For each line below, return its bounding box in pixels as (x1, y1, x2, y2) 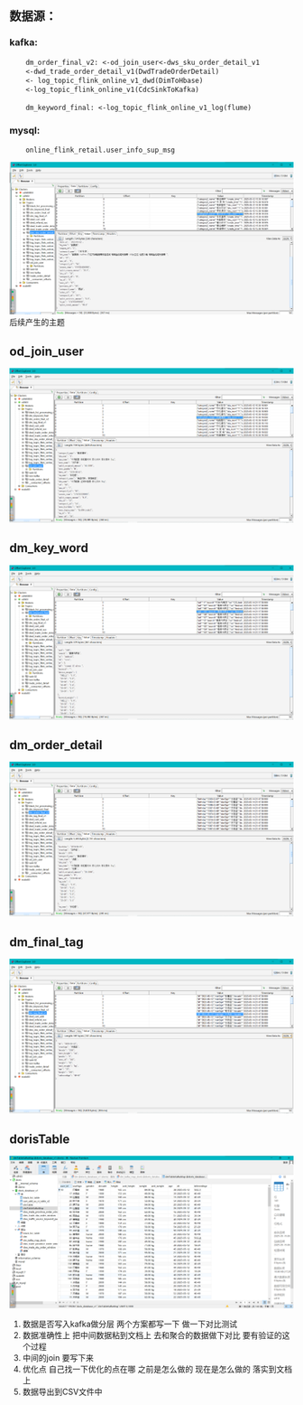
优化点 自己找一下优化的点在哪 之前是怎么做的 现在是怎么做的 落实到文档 (22, 1363, 293, 1375)
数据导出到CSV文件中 (22, 1386, 103, 1398)
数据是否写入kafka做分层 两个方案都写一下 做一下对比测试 (22, 1318, 237, 1330)
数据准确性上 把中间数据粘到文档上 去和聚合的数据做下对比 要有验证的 (22, 1330, 282, 1341)
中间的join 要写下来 (22, 1353, 95, 1363)
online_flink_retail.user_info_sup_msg (25, 145, 176, 155)
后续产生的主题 (9, 317, 65, 328)
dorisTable (9, 1131, 70, 1147)
